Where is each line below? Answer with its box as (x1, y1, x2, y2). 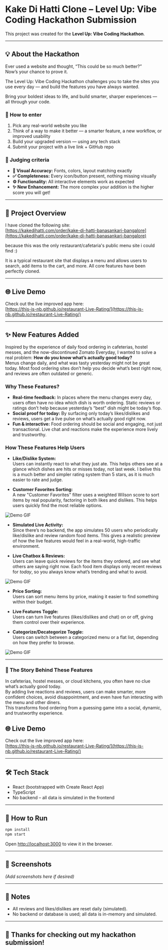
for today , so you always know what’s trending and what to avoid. (12, 569, 147, 575)
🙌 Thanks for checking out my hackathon (5, 930, 136, 939)
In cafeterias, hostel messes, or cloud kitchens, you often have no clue (5, 678, 151, 684)
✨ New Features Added (5, 331, 79, 339)
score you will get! (12, 189, 50, 196)
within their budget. (12, 599, 53, 605)
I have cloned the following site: (5, 222, 71, 228)
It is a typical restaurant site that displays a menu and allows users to (5, 258, 147, 264)
